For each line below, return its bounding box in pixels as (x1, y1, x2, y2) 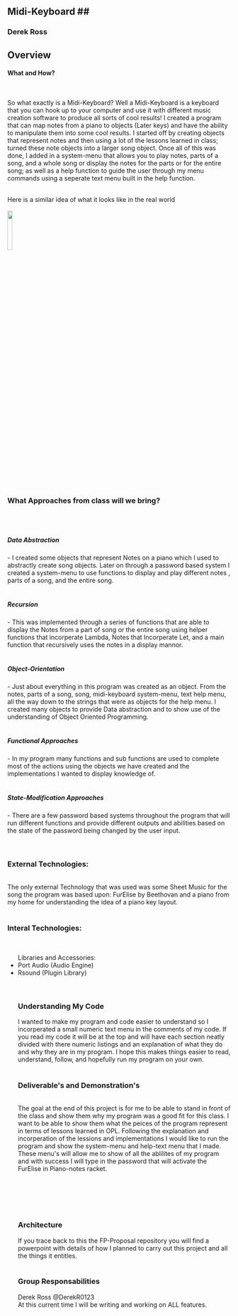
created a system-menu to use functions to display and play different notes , (7, 569, 230, 577)
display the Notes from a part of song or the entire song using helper (7, 626, 208, 634)
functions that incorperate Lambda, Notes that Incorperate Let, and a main (7, 633, 225, 642)
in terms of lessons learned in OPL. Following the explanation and (17, 1127, 209, 1135)
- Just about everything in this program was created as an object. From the (7, 683, 227, 691)
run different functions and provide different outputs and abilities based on (7, 819, 225, 828)
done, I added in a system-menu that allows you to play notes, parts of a (7, 151, 219, 159)
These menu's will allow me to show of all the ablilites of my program (17, 1150, 220, 1158)
